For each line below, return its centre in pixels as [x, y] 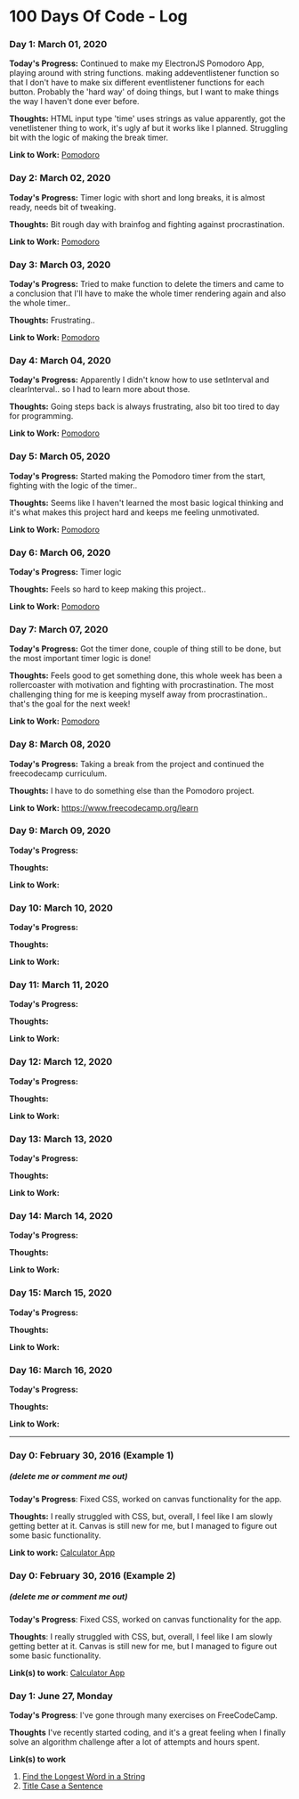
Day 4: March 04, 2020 [60, 360]
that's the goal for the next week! [70, 704]
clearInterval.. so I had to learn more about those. [100, 389]
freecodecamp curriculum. [58, 773]
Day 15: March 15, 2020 [61, 1293]
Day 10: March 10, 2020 [61, 908]
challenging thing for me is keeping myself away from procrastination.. [138, 695]
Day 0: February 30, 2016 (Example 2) [93, 1575]
